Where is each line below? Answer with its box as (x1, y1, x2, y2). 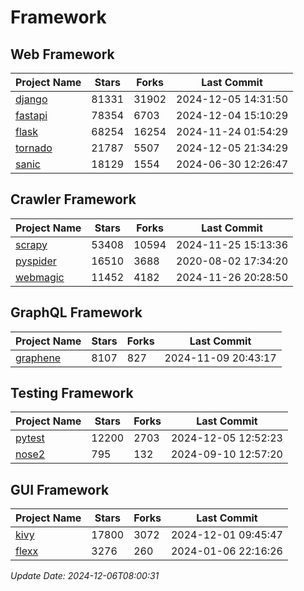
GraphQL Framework (10, 304, 143, 321)
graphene (15, 351, 62, 365)
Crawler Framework (10, 191, 137, 208)
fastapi (15, 109, 48, 122)
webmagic (15, 270, 65, 284)
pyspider (15, 254, 57, 268)
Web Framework (10, 46, 115, 63)
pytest (15, 431, 45, 445)
